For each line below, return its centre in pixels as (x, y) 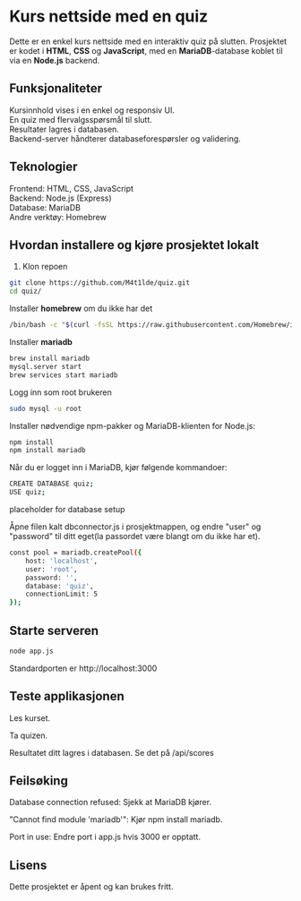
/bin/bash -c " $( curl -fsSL (62, 325)
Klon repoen (45, 267)
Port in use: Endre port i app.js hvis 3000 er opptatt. (105, 837)
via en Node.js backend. (55, 60)
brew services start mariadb (64, 375)
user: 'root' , (52, 569)
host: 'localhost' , (62, 561)
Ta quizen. (29, 735)
